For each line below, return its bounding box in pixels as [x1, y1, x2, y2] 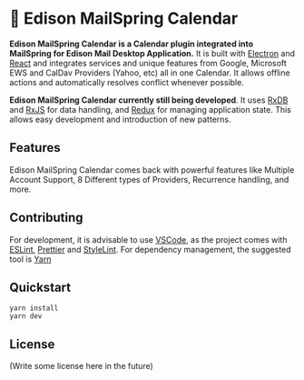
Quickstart [9, 279, 72, 295]
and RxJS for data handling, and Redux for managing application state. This [9, 104, 292, 115]
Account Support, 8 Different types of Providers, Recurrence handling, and [9, 174, 289, 185]
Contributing [9, 210, 83, 225]
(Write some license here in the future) [9, 361, 154, 372]
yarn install [9, 304, 59, 313]
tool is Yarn [9, 254, 52, 265]
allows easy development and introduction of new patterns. [9, 114, 231, 125]
